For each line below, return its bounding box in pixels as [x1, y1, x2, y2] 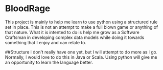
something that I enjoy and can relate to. [5, 39, 87, 45]
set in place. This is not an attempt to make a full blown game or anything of [5, 24, 158, 30]
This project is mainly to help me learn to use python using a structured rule [5, 19, 158, 25]
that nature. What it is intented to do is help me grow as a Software [5, 29, 140, 35]
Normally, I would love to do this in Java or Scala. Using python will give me [5, 54, 158, 60]
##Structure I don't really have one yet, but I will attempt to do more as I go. [5, 49, 158, 55]
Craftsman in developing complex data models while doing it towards [5, 35, 144, 40]
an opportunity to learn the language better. [5, 59, 93, 65]
